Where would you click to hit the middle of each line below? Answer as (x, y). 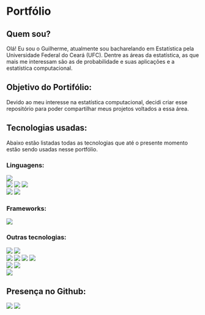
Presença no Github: (46, 291)
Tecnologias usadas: (47, 128)
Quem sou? (28, 34)
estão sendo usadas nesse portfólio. (52, 149)
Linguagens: (25, 165)
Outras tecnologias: (36, 237)
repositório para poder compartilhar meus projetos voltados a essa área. (98, 108)
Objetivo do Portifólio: (49, 87)
